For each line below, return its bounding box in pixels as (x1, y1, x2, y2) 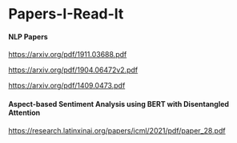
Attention (8, 108, 41, 117)
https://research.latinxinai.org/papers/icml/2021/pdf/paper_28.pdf (8, 125, 226, 135)
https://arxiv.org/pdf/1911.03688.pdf (8, 50, 127, 59)
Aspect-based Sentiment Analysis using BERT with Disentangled (8, 99, 230, 108)
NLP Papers (8, 31, 48, 41)
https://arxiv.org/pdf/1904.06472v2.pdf (8, 65, 139, 75)
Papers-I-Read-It (8, 5, 124, 23)
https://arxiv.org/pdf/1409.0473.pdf (8, 81, 126, 91)
